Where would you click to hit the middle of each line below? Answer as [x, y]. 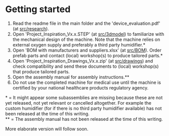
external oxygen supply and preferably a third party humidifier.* [79, 44]
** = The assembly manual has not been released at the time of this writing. [84, 119]
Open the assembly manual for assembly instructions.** [71, 77]
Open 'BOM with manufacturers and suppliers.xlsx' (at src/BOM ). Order [87, 50]
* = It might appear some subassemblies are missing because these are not [84, 98]
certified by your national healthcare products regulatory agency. [80, 87]
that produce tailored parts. [41, 71]
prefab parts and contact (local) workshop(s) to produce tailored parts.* [88, 55]
